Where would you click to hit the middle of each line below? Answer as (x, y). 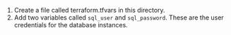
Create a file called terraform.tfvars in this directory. (89, 10)
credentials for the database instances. (71, 25)
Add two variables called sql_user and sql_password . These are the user (119, 17)
